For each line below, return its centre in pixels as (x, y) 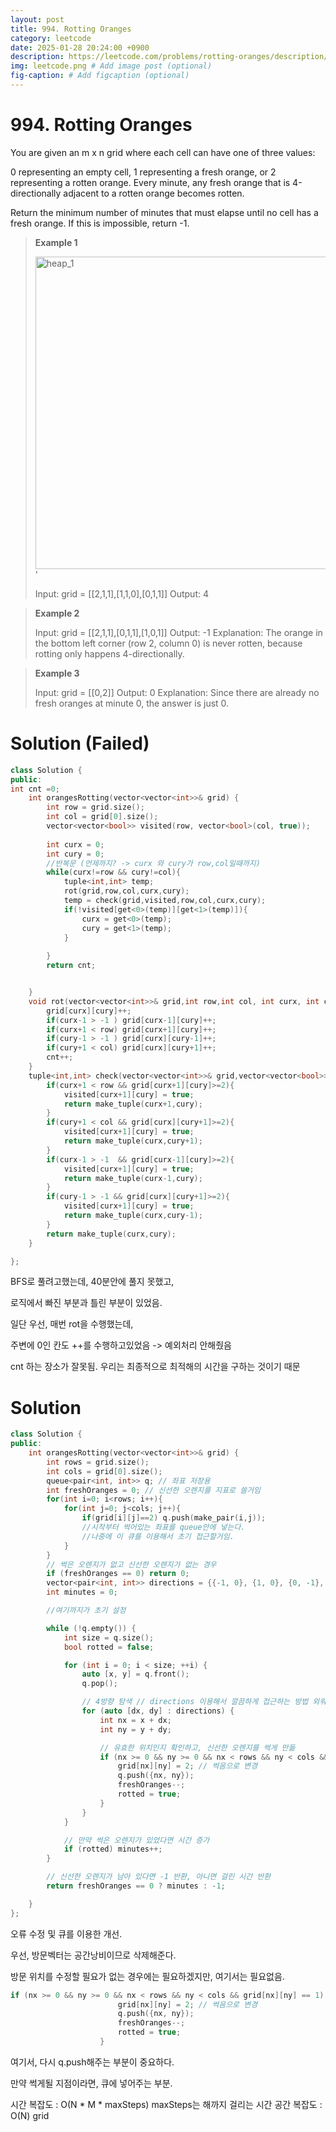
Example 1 (56, 242)
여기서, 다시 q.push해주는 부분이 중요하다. (92, 2062)
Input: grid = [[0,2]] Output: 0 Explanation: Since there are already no (177, 692)
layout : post (37, 19)
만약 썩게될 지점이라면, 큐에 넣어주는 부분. (91, 2083)
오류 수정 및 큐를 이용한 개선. (66, 1933)
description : (37, 57)
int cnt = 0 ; (35, 789)
